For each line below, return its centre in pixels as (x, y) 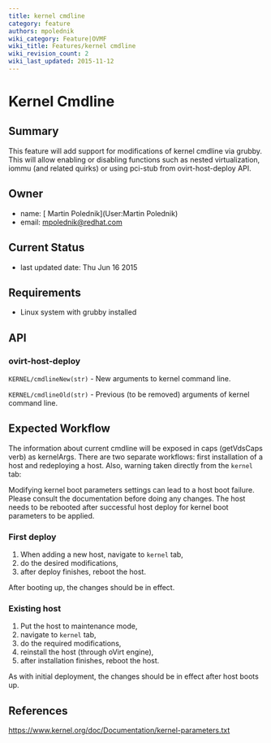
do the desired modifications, (69, 563)
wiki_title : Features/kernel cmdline (72, 46)
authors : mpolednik (41, 31)
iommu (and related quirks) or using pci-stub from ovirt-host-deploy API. (130, 168)
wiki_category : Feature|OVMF (58, 39)
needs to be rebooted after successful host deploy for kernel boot (118, 507)
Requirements (45, 292)
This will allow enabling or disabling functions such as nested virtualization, (134, 159)
